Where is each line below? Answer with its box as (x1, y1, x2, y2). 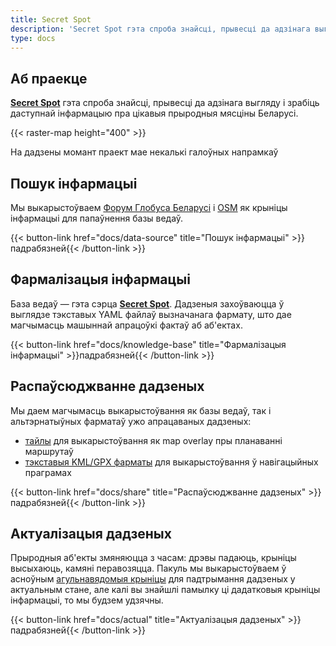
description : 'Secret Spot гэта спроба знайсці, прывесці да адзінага (10, 24, 311, 34)
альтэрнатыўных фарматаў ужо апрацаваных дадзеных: (10, 415, 252, 427)
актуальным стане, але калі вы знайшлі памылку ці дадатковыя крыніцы (10, 584, 321, 596)
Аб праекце (10, 70, 88, 87)
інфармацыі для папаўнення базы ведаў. (10, 212, 184, 224)
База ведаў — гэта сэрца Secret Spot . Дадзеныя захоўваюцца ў (10, 297, 285, 310)
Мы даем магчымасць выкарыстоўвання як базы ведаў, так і (10, 404, 272, 416)
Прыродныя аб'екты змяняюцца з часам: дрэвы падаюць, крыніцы (10, 552, 297, 564)
